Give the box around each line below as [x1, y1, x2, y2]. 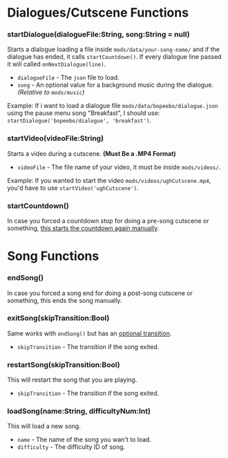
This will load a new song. [7, 422, 81, 430]
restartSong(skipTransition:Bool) [7, 360, 120, 369]
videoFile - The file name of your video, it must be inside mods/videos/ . [17, 163, 221, 171]
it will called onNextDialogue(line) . [7, 60, 106, 69]
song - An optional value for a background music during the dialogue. [17, 81, 214, 89]
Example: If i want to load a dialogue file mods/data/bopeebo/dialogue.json [7, 102, 219, 110]
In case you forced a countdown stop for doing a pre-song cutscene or [7, 217, 209, 225]
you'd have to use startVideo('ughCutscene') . [7, 184, 139, 192]
